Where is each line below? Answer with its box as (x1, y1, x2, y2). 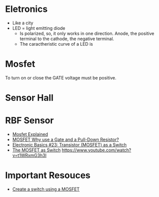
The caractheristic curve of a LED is (19, 41, 93, 47)
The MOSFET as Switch (12, 147, 61, 153)
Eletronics (5, 3, 48, 15)
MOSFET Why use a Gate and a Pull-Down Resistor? (12, 136, 119, 142)
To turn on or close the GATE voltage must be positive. (5, 74, 116, 80)
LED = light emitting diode (12, 25, 65, 31)
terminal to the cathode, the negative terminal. (19, 36, 114, 42)
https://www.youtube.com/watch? (61, 147, 131, 153)
